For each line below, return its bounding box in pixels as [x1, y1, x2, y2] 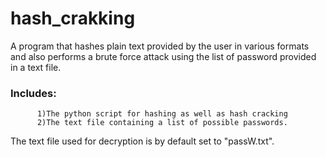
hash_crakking [10, 7, 136, 30]
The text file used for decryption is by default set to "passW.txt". [10, 135, 275, 147]
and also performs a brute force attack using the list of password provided [10, 50, 317, 62]
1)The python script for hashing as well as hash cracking [36, 109, 288, 119]
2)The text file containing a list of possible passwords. [36, 118, 288, 128]
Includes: [10, 86, 57, 100]
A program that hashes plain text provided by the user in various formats [10, 40, 310, 52]
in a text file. [10, 61, 62, 73]
